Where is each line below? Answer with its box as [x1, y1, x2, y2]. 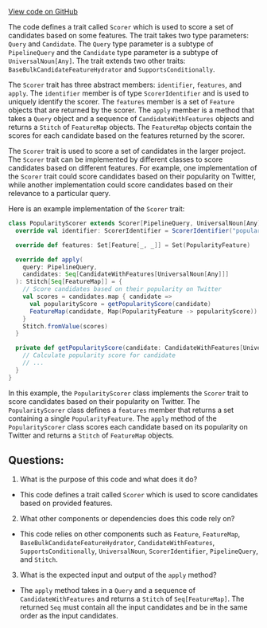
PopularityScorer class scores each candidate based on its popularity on [8, 422, 248, 431]
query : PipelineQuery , [22, 263, 98, 271]
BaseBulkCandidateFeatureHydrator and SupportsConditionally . [8, 65, 216, 74]
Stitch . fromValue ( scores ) [22, 322, 109, 330]
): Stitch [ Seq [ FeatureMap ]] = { [15, 278, 123, 286]
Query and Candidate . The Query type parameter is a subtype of [8, 39, 215, 49]
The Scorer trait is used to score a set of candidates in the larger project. [8, 147, 246, 155]
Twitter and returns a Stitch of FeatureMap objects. [8, 430, 175, 440]
